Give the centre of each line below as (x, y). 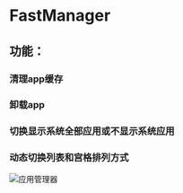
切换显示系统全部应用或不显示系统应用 (92, 131)
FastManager (60, 16)
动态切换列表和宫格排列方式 (69, 158)
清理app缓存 (36, 79)
